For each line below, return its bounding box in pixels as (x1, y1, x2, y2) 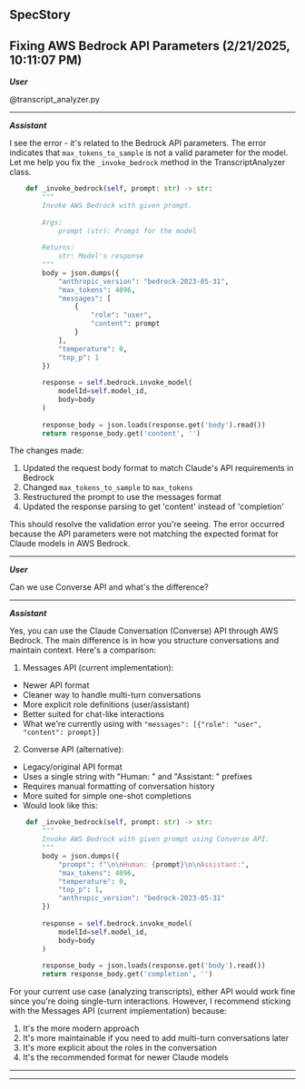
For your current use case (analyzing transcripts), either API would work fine (9, 986, 296, 997)
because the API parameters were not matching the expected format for (9, 528, 279, 539)
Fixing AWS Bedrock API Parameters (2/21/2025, (9, 38, 290, 54)
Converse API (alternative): (22, 744, 124, 755)
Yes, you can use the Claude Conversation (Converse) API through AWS (9, 625, 279, 636)
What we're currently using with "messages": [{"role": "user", (22, 719, 262, 730)
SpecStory (9, 7, 71, 23)
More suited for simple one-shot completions (22, 790, 192, 801)
